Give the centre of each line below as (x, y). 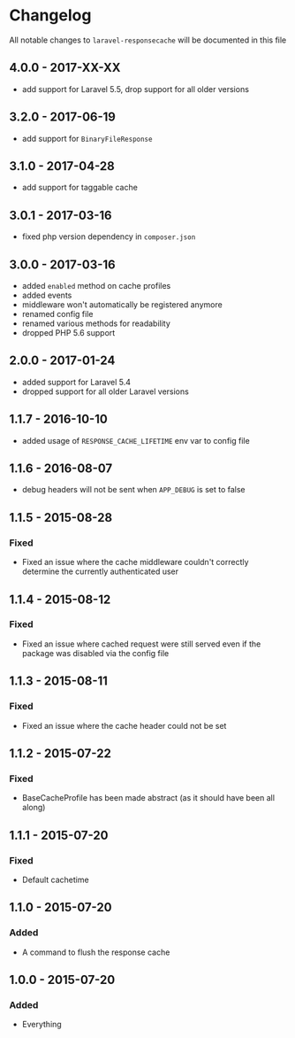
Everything (42, 1025)
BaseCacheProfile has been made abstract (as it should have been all (148, 798)
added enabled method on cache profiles (96, 286)
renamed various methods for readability (96, 323)
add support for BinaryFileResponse (87, 138)
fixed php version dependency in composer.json (109, 236)
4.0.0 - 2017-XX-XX (65, 68)
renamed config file (57, 314)
